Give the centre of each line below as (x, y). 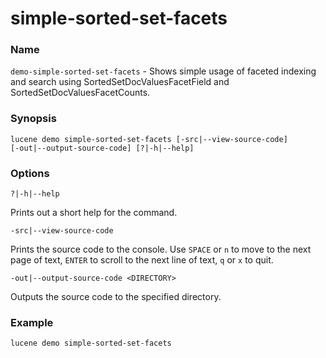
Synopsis (33, 119)
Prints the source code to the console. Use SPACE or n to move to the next (161, 249)
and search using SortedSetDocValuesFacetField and (120, 82)
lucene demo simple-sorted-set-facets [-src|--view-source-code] (149, 139)
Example (32, 322)
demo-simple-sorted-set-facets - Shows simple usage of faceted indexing (163, 71)
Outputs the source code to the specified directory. (116, 297)
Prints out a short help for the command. (94, 213)
